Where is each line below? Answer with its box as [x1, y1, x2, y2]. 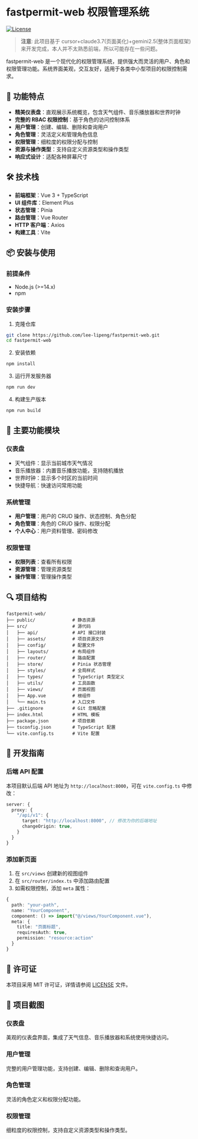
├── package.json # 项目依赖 [6, 718, 96, 724]
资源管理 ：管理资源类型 [14, 566, 72, 573]
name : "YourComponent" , [11, 908, 70, 913]
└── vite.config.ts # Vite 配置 [6, 731, 100, 737]
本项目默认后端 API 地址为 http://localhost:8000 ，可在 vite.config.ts [6, 782, 180, 789]
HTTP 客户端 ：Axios [14, 221, 65, 229]
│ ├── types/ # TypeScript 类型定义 [6, 674, 125, 680]
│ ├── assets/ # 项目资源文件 [6, 636, 105, 642]
